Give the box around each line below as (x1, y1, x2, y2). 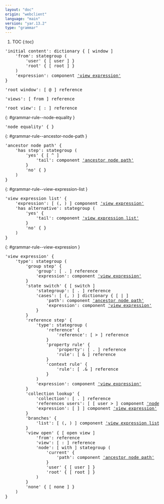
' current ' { (46, 450, 75, 455)
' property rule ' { (46, 342, 90, 348)
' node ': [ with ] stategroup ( (36, 445, 111, 451)
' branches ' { (25, 415, 57, 421)
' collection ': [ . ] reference (36, 396, 111, 402)
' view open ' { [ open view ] (25, 430, 96, 436)
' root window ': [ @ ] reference (5, 87, 82, 93)
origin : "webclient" (5, 12, 47, 17)
